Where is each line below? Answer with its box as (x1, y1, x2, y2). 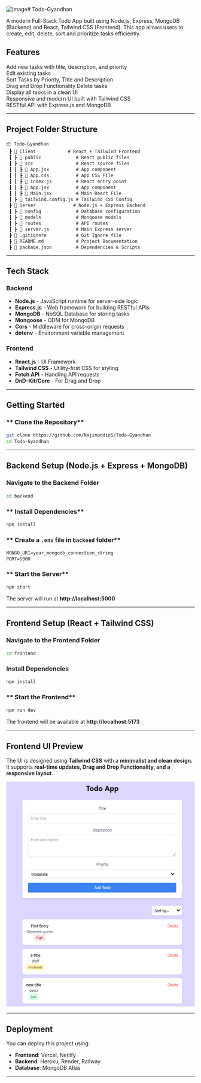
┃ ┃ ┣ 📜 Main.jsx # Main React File (8, 190, 121, 196)
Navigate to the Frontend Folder (6, 636, 100, 644)
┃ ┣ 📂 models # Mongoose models (8, 214, 121, 220)
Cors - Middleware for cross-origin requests (14, 323, 124, 330)
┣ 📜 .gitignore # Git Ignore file (8, 232, 121, 238)
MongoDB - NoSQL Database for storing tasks (14, 310, 130, 317)
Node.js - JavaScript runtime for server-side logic (14, 298, 139, 305)
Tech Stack (6, 266, 49, 277)
